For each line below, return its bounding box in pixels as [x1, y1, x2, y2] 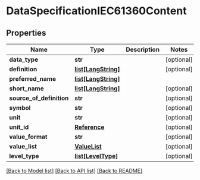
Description [126, 46, 160, 53]
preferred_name [9, 75, 57, 83]
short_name [9, 84, 44, 93]
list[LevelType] [74, 152, 118, 160]
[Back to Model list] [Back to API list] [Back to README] [6, 168, 143, 174]
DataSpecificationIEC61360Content [6, 4, 187, 18]
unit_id [9, 123, 29, 131]
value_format [9, 132, 48, 141]
